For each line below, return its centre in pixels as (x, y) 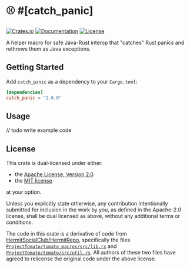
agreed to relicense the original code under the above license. (81, 259)
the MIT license (33, 181)
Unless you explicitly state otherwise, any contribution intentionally (87, 204)
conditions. (20, 222)
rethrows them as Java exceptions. (49, 49)
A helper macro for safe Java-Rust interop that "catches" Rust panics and (95, 42)
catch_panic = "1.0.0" (34, 98)
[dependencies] (25, 92)
